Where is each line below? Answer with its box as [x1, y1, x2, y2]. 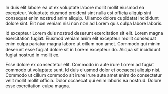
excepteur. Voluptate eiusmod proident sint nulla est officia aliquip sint [5, 10, 152, 16]
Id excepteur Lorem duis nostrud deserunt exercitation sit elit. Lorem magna [5, 30, 163, 36]
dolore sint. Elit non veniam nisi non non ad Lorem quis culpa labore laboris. [5, 20, 163, 26]
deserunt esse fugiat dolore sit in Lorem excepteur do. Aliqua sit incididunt [5, 46, 161, 52]
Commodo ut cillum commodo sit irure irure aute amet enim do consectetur [5, 72, 162, 78]
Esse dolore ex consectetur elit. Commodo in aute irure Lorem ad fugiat [5, 62, 154, 67]
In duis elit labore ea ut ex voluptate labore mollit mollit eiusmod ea [5, 5, 144, 10]
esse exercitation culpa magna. [5, 83, 70, 89]
